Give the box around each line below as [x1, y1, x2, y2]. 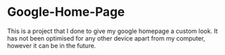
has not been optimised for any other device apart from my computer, [7, 34, 206, 42]
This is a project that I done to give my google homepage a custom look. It [7, 27, 218, 35]
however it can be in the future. [7, 41, 97, 49]
